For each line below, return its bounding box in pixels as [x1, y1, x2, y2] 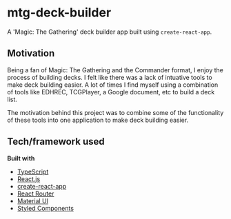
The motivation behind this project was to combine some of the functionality [7, 108, 224, 116]
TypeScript [17, 167, 49, 176]
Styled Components [17, 204, 74, 212]
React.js [17, 174, 41, 183]
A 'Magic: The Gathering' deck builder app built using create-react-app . [7, 28, 212, 36]
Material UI [17, 196, 49, 205]
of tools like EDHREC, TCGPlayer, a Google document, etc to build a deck [7, 87, 215, 96]
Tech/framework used [7, 136, 105, 147]
